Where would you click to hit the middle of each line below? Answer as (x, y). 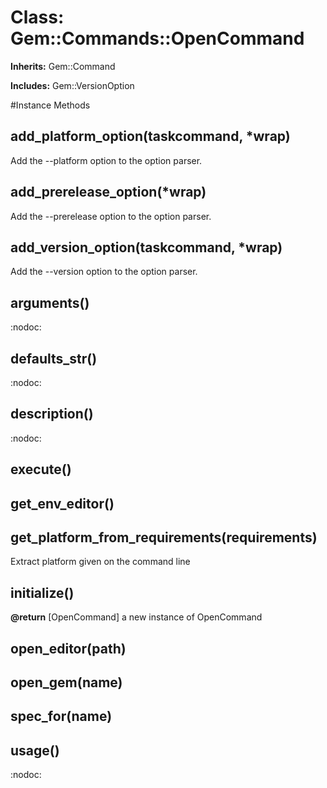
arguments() (50, 302)
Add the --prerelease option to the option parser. (111, 216)
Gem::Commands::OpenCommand (157, 38)
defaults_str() (54, 358)
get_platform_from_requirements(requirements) (164, 537)
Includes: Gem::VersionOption (72, 85)
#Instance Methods (50, 105)
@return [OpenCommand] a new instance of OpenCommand (136, 617)
